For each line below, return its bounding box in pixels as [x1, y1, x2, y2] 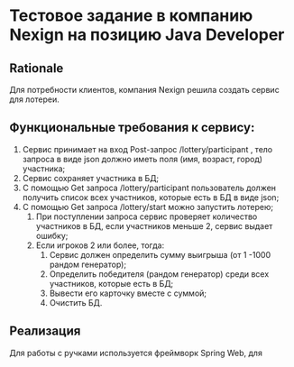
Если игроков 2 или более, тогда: [35, 240, 165, 251]
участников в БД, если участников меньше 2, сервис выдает [35, 220, 273, 231]
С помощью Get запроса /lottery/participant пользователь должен [22, 182, 277, 193]
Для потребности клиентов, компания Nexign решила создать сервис [9, 85, 280, 95]
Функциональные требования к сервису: [9, 120, 255, 135]
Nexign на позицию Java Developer [9, 24, 285, 45]
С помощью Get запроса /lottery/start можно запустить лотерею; [22, 201, 273, 212]
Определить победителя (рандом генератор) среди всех [49, 268, 270, 280]
